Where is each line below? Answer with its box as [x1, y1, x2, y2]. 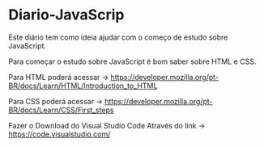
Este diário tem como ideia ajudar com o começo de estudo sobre [8, 32, 228, 42]
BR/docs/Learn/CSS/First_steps [8, 105, 114, 115]
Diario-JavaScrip [8, 6, 125, 24]
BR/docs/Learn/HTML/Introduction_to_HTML [8, 81, 158, 90]
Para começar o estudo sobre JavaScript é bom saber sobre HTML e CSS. [8, 57, 257, 66]
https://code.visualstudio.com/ [8, 129, 111, 139]
